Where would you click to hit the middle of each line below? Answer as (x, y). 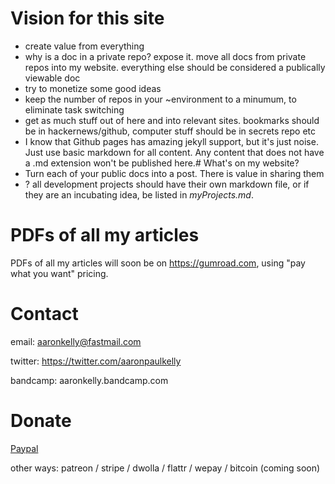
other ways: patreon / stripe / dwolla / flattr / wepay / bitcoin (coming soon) (165, 468)
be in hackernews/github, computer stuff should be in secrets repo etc (170, 131)
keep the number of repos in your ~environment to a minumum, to (160, 99)
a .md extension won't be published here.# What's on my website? (162, 163)
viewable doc (52, 78)
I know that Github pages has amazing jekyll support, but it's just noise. (171, 141)
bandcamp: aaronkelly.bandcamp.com (89, 380)
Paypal (24, 448)
